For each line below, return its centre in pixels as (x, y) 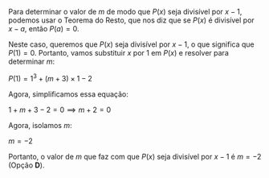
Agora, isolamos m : (40, 125)
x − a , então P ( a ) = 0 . (44, 29)
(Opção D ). (26, 165)
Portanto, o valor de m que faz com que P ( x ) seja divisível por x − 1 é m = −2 (135, 156)
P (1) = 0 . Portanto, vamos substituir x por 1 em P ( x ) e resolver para (118, 53)
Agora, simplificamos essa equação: (68, 94)
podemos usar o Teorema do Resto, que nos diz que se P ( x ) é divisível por (131, 20)
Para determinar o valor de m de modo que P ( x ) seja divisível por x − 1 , (125, 12)
